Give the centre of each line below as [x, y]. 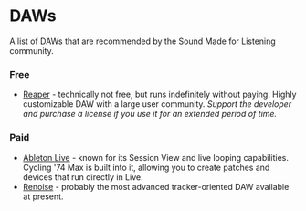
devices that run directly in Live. [83, 177]
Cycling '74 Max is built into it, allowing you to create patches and [146, 167]
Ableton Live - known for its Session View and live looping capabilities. [156, 157]
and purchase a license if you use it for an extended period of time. [149, 114]
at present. [43, 196]
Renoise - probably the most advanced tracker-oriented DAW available [156, 186]
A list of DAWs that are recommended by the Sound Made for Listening [142, 41]
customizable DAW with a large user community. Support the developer [157, 104]
